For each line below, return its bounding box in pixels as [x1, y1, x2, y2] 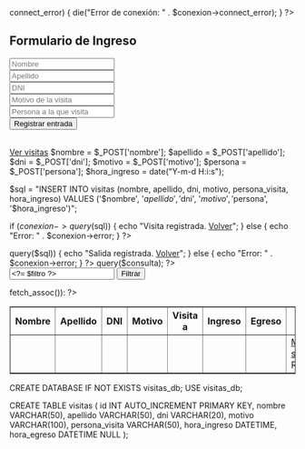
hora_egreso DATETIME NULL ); [9, 429, 129, 440]
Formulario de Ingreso [9, 34, 137, 49]
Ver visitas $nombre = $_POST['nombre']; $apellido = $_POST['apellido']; [9, 146, 286, 157]
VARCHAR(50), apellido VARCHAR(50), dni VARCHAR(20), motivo [9, 409, 254, 420]
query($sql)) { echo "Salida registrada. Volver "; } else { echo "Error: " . [9, 247, 273, 258]
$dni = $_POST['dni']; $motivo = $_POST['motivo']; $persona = [9, 156, 248, 167]
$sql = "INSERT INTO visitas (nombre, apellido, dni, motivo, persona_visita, [9, 184, 289, 195]
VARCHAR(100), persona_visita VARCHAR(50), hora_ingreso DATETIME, [9, 419, 278, 430]
